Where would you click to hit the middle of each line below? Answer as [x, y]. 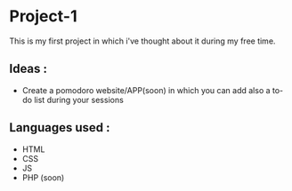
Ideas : [28, 69]
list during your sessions [79, 99]
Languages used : [60, 127]
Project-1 [43, 16]
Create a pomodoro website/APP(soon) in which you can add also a [146, 90]
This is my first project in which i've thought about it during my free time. [142, 41]
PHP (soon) [43, 177]
